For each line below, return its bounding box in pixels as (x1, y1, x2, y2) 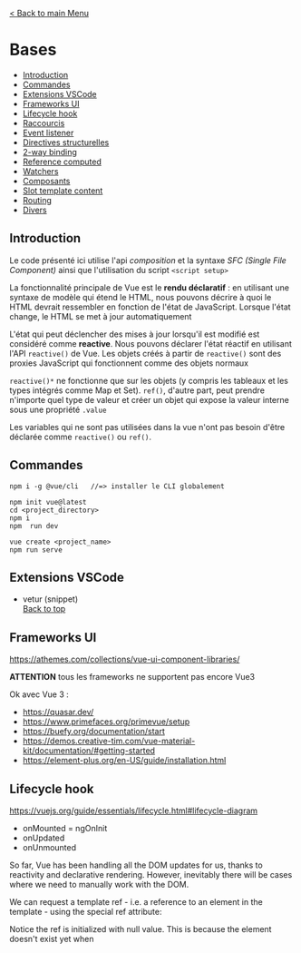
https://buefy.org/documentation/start (22, 726, 165, 737)
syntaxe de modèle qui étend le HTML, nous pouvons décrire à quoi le (9, 291, 272, 302)
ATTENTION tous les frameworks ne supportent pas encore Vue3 (9, 672, 256, 683)
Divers (22, 204, 47, 215)
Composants (22, 175, 71, 186)
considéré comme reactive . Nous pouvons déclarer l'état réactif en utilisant (9, 338, 293, 349)
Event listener (22, 127, 74, 138)
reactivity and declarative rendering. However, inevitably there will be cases (9, 869, 293, 879)
